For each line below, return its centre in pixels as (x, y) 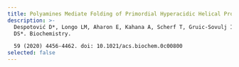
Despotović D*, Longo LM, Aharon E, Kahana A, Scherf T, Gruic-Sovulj (121, 27)
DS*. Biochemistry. (43, 33)
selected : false (31, 53)
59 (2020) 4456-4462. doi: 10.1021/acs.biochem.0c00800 (98, 47)
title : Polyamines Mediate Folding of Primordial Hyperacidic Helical (114, 14)
